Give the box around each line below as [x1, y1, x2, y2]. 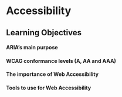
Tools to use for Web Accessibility [6, 84, 91, 91]
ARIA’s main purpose [6, 44, 58, 51]
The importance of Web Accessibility [6, 71, 99, 78]
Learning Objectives [6, 28, 82, 38]
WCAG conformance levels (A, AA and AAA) [6, 57, 116, 64]
